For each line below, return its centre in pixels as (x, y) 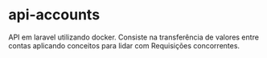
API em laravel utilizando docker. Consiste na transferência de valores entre (134, 37)
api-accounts (54, 15)
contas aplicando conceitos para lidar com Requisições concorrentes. (124, 45)
